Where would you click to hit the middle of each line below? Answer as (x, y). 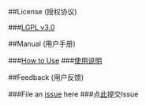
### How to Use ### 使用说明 (55, 61)
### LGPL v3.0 (32, 27)
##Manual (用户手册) (42, 44)
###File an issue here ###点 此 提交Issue (73, 94)
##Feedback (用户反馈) (46, 77)
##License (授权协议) (43, 11)
